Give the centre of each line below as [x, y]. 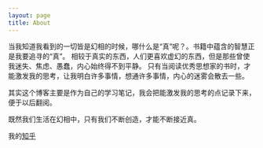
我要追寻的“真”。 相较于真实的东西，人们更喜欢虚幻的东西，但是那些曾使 [132, 56]
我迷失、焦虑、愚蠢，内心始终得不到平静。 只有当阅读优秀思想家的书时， [126, 66]
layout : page [29, 15]
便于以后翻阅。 [32, 102]
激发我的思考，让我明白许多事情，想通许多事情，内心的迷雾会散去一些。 [131, 76]
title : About [29, 23]
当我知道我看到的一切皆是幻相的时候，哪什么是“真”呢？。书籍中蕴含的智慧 [128, 46]
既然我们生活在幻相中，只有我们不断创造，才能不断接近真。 [104, 119]
